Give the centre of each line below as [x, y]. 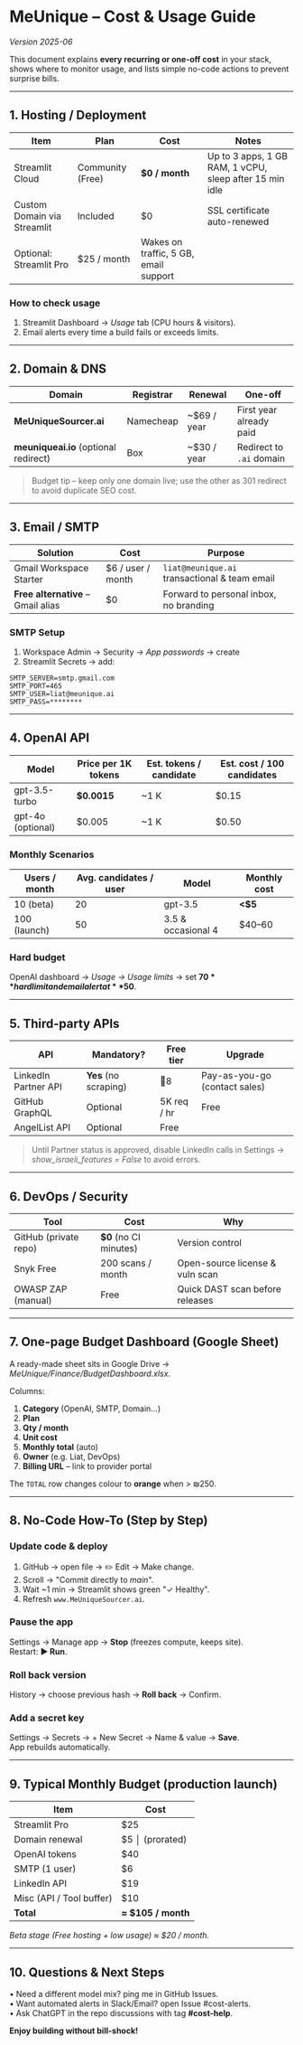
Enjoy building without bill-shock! [74, 2031]
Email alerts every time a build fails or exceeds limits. [120, 333]
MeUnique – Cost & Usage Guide [133, 17]
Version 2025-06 [41, 42]
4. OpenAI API [50, 738]
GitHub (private [46, 1237]
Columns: [27, 1390]
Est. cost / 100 [252, 763]
